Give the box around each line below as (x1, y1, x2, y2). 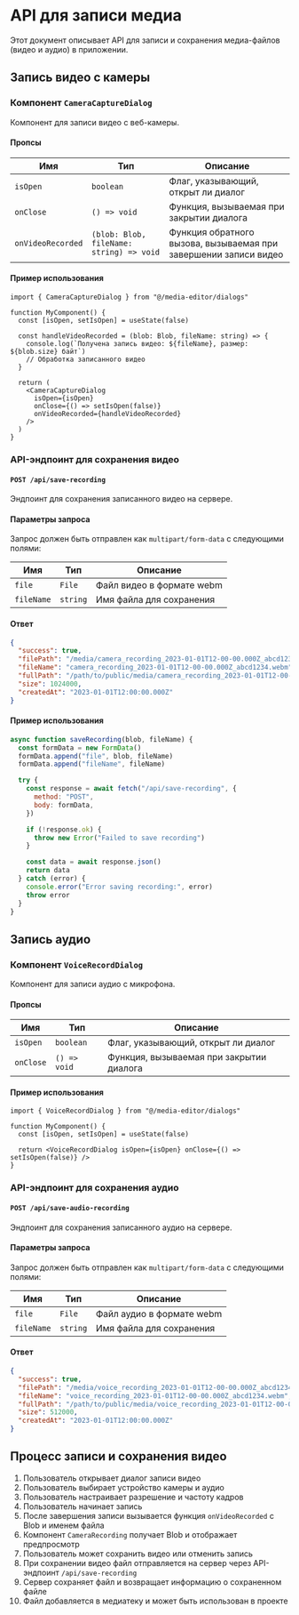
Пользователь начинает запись (22, 1500, 143, 1512)
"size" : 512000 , (18, 1408, 78, 1417)
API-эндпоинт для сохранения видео (10, 453, 180, 465)
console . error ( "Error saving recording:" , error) (26, 882, 214, 891)
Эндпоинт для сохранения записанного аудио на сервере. (10, 1222, 232, 1233)
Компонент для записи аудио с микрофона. (10, 979, 176, 990)
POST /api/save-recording (10, 475, 106, 485)
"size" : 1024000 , (18, 679, 83, 688)
